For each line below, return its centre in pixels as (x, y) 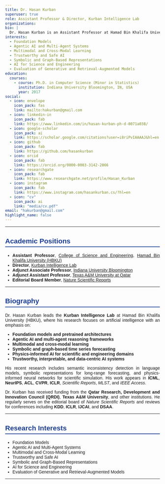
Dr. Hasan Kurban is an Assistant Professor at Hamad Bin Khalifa (79, 32)
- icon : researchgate (32, 170)
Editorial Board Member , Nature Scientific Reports (62, 280)
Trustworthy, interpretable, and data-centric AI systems (68, 359)
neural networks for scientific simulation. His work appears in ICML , (92, 378)
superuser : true (22, 14)
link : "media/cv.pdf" (36, 206)
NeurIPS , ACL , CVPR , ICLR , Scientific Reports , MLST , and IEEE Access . (76, 383)
